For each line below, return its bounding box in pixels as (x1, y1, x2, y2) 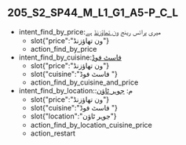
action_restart (30, 129, 76, 138)
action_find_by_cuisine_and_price (30, 78, 139, 87)
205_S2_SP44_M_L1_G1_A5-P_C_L (7, 6, 178, 20)
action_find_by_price (30, 44, 97, 53)
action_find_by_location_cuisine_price (30, 120, 152, 129)
